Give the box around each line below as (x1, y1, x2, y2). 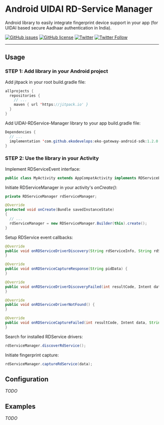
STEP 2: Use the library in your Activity (5, 155, 99, 162)
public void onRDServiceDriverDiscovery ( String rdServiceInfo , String (5, 249, 152, 253)
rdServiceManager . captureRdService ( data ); (5, 361, 93, 366)
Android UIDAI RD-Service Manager (5, 3, 153, 15)
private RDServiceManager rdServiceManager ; (5, 194, 97, 199)
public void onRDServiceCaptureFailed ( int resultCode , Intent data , (5, 320, 147, 325)
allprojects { (5, 88, 34, 94)
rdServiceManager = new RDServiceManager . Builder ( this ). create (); (9, 221, 147, 226)
